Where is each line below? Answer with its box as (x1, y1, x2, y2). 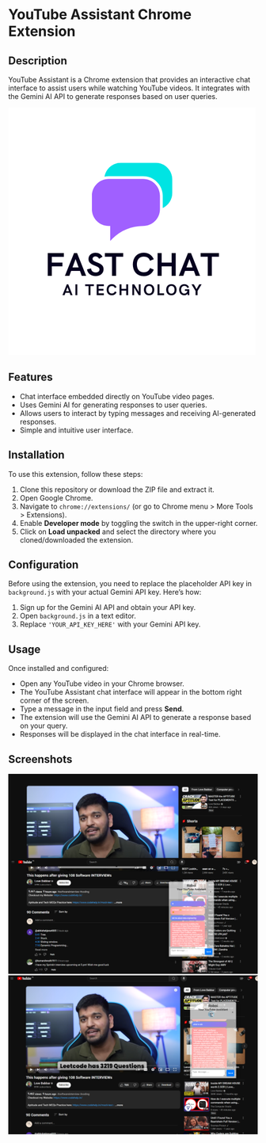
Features (8, 371, 53, 384)
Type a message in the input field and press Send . (19, 704, 184, 714)
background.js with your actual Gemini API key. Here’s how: (8, 588, 202, 597)
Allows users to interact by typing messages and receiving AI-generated (19, 408, 256, 417)
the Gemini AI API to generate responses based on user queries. (8, 92, 218, 101)
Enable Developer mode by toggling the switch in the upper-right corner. (19, 518, 258, 528)
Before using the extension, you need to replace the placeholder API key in (8, 579, 252, 589)
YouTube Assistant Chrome (8, 6, 192, 24)
